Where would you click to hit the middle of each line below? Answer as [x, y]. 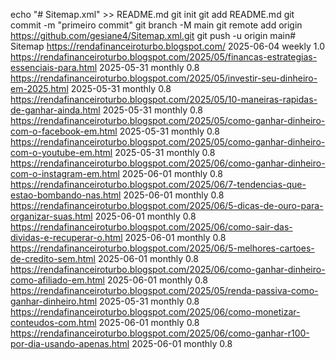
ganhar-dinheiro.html [54, 301]
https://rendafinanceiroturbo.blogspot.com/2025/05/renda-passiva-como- [164, 290]
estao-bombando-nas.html [66, 195]
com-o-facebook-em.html [64, 131]
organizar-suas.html [51, 216]
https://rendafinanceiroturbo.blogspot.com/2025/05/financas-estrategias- [164, 57]
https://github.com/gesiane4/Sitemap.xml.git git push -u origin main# [153, 35]
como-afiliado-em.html [57, 280]
